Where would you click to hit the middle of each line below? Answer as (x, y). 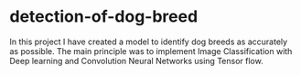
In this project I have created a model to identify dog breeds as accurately (149, 42)
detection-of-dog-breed (104, 17)
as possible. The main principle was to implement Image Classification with (151, 51)
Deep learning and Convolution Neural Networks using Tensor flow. (136, 61)
